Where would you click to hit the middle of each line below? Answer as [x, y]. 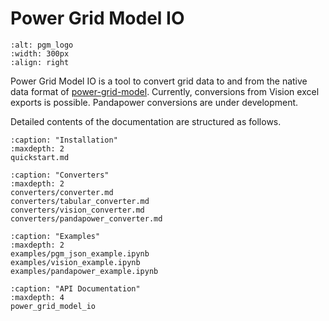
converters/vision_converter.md [77, 210]
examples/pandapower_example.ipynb [84, 271]
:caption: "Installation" [64, 140]
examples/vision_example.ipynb [75, 262]
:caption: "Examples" [55, 236]
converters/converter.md [62, 192]
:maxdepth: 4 [37, 297]
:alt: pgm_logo [42, 45]
